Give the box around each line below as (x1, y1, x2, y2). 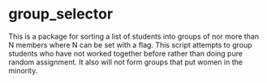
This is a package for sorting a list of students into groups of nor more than (8, 31, 260, 41)
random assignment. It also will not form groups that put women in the (8, 57, 243, 67)
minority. (8, 65, 38, 75)
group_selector (8, 5, 114, 23)
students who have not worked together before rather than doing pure (8, 48, 243, 58)
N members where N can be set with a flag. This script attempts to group (8, 39, 253, 49)
